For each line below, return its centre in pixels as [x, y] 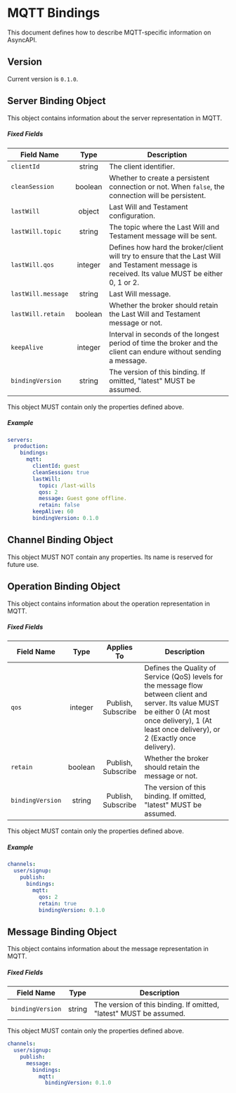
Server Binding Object [57, 101]
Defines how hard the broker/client [166, 247]
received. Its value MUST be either [166, 273]
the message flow [173, 686]
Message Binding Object [62, 932]
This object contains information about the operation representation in [109, 603]
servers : [20, 440]
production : [31, 446]
